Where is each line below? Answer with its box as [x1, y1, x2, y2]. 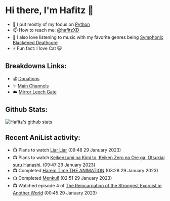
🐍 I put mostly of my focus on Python [12, 21, 90, 27]
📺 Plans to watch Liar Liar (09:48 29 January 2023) [12, 147, 121, 153]
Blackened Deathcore [12, 39, 58, 45]
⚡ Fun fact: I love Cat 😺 [12, 45, 62, 51]
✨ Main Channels [12, 83, 49, 89]
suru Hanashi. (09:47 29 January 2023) [12, 162, 96, 168]
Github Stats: [5, 106, 48, 114]
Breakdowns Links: [5, 62, 67, 70]
